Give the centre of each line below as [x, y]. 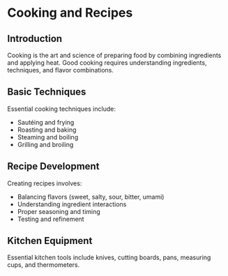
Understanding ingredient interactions [72, 204]
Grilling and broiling [45, 144]
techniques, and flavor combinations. [60, 70]
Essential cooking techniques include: [62, 109]
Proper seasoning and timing [59, 211]
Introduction [35, 39]
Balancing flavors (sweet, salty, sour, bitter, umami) [91, 197]
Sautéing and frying [46, 122]
